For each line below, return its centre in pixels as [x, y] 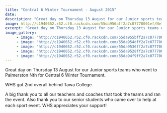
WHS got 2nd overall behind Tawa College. [49, 85]
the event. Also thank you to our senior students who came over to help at [81, 100]
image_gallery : [21, 33]
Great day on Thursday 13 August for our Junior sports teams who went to [81, 70]
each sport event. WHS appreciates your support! [56, 106]
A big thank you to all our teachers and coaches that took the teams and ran [83, 94]
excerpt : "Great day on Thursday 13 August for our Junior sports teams [82, 28]
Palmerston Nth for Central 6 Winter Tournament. [55, 75]
